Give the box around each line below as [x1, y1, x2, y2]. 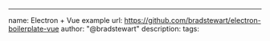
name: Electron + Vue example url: [8, 16, 123, 24]
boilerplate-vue [8, 24, 59, 33]
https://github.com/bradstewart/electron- [124, 16, 261, 24]
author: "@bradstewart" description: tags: [60, 24, 199, 33]
